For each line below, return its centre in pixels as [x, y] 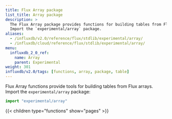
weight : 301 [18, 67]
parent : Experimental [37, 62]
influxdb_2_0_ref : [30, 53]
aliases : [15, 34]
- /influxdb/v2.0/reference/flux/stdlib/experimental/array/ [77, 39]
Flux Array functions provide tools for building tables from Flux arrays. [79, 86]
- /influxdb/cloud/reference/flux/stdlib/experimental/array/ [78, 43]
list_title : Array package [34, 15]
